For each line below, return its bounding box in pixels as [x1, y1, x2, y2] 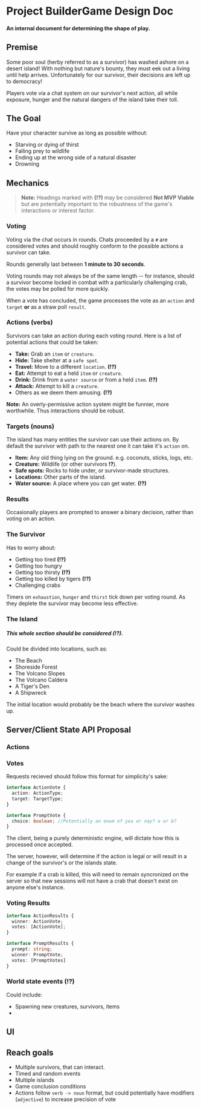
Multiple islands [14, 1076, 54, 1084]
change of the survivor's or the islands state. [6, 859, 118, 867]
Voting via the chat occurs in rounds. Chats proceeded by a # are [6, 236, 168, 243]
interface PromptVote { [6, 812, 66, 818]
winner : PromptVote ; [11, 952, 63, 958]
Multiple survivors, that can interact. [14, 1064, 105, 1070]
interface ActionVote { [6, 784, 66, 791]
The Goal [6, 113, 41, 124]
